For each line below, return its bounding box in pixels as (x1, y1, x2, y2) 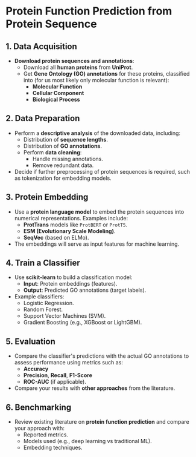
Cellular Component (32, 90, 84, 96)
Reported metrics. (23, 431, 69, 438)
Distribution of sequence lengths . (23, 136, 108, 143)
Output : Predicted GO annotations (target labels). (23, 286, 147, 294)
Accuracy (23, 365, 49, 373)
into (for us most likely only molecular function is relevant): (23, 77, 169, 84)
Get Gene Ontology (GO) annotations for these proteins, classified (23, 70, 190, 77)
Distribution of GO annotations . (23, 142, 102, 150)
